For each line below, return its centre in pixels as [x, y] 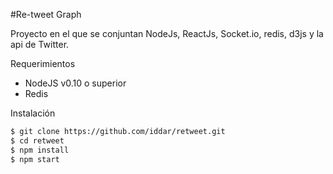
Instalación [33, 113]
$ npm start [35, 159]
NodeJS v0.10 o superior [75, 83]
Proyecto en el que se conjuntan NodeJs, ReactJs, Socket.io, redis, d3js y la [167, 33]
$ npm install [40, 150]
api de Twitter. [40, 44]
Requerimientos [43, 63]
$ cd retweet [37, 140]
